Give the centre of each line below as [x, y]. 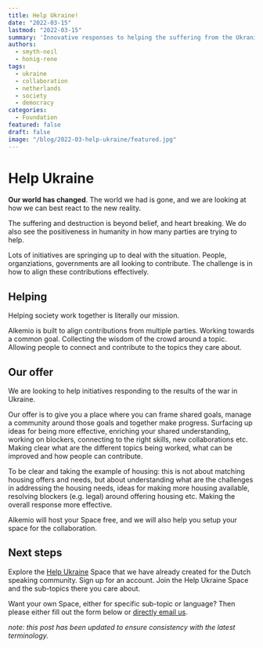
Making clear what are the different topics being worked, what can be [120, 448]
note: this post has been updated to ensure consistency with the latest [122, 627]
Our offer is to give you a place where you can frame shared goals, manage [130, 415]
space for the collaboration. [53, 528]
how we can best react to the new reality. [75, 208]
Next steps [35, 553]
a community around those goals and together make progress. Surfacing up [130, 423]
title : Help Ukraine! [43, 15]
